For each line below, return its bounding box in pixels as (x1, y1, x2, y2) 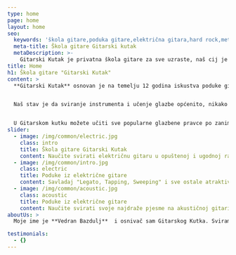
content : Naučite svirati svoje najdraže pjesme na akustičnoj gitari (20, 204, 231, 211)
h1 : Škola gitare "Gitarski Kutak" (7, 69, 112, 76)
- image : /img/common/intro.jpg (13, 159, 109, 166)
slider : (7, 126, 30, 133)
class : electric (20, 166, 68, 173)
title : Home (7, 63, 42, 70)
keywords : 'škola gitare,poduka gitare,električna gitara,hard (13, 37, 202, 44)
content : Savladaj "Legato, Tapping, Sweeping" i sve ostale (20, 178, 202, 186)
